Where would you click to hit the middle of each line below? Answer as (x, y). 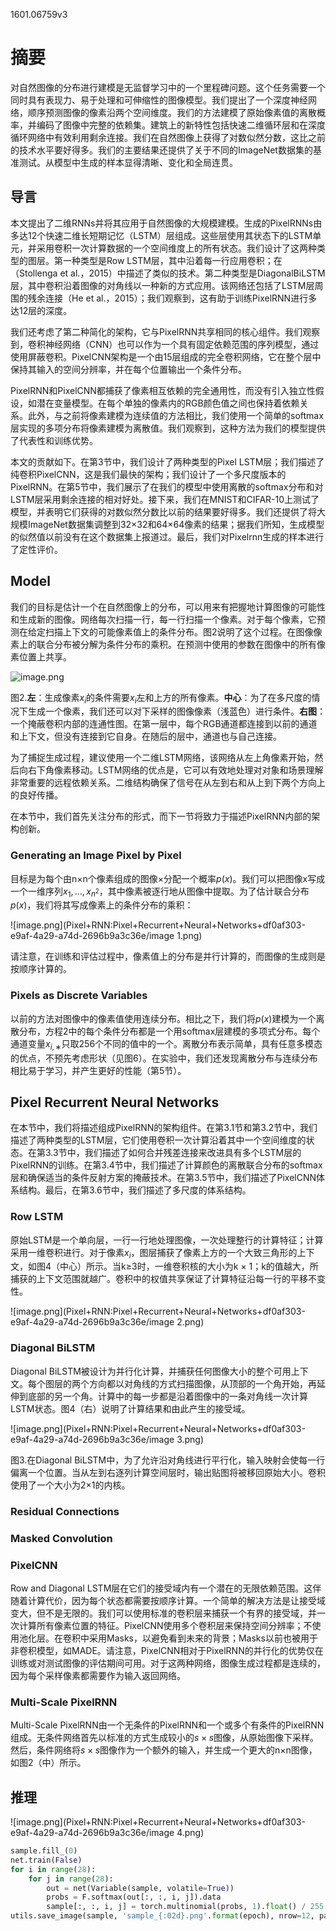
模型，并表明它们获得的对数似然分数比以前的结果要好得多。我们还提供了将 (163, 511)
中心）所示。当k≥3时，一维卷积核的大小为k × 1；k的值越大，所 (189, 1266)
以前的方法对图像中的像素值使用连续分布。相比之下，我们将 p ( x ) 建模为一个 (163, 1018)
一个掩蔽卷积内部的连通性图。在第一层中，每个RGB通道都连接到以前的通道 (164, 724)
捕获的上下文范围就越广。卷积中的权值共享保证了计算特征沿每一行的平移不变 (168, 1279)
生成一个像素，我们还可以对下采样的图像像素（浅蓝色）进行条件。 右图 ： (176, 711)
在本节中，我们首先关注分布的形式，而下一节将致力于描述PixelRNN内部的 (161, 816)
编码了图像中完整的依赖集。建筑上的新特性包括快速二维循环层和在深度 (181, 125)
